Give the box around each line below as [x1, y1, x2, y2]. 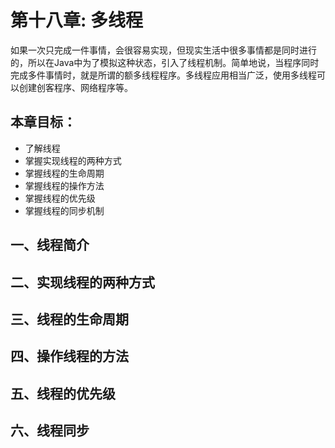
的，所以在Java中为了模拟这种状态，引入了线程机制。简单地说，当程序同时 [10, 56, 320, 68]
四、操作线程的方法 [10, 348, 129, 365]
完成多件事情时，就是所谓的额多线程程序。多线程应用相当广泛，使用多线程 [10, 69, 317, 81]
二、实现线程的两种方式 [10, 274, 155, 291]
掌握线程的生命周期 [24, 167, 105, 179]
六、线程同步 [10, 422, 90, 440]
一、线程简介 [10, 237, 90, 254]
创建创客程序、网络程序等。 [18, 81, 133, 93]
